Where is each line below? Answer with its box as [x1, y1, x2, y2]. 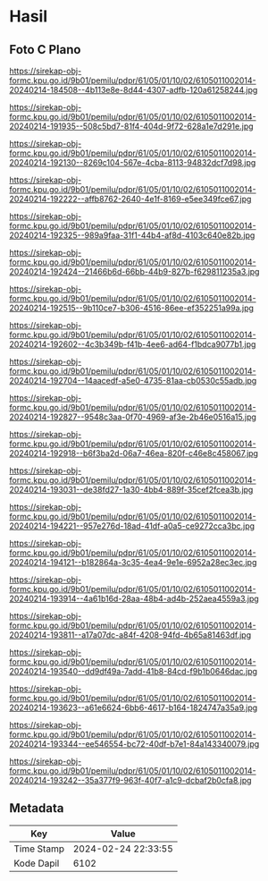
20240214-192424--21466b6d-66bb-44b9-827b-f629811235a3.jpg [9, 267, 260, 276]
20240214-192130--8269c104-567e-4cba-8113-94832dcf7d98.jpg [9, 157, 256, 167]
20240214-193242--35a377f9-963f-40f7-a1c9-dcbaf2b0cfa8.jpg [9, 775, 252, 785]
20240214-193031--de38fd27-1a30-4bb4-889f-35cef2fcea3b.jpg [9, 485, 254, 495]
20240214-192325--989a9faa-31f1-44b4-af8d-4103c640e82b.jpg [9, 230, 255, 241]
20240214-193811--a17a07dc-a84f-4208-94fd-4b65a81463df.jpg [9, 630, 252, 640]
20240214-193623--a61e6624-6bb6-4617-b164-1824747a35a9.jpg [9, 702, 258, 713]
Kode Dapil [13, 857, 60, 869]
